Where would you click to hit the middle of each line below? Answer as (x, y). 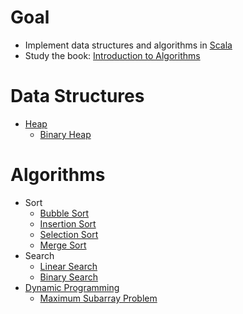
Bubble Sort (64, 213)
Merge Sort (63, 245)
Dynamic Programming (72, 287)
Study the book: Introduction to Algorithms (112, 55)
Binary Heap (65, 134)
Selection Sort (69, 234)
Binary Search (69, 277)
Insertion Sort (68, 223)
